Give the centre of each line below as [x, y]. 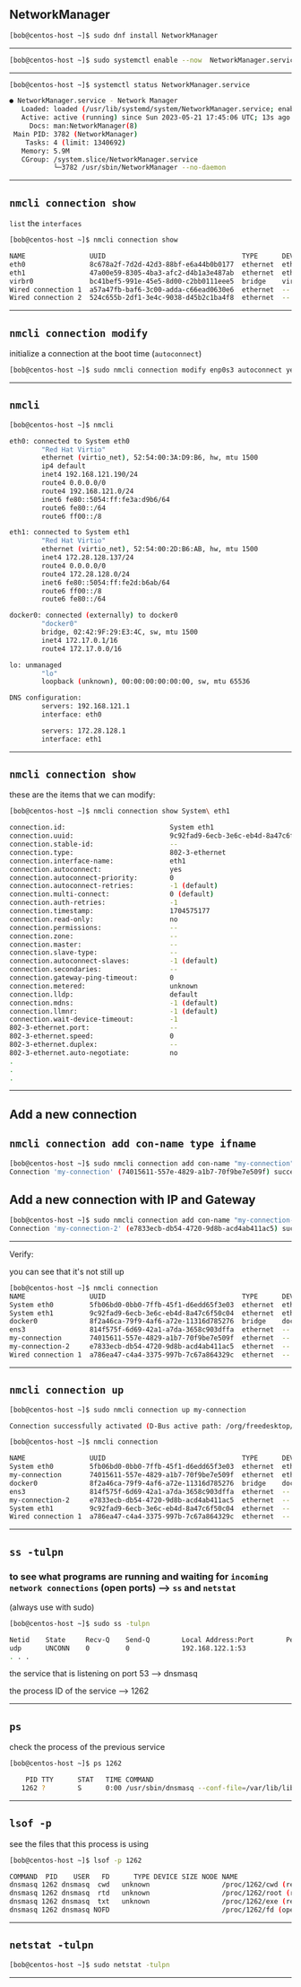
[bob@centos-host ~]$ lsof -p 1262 [76, 1860]
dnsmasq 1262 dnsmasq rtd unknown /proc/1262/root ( [150, 1894]
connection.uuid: [42, 836]
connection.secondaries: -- [94, 970]
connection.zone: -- [94, 936]
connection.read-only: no [94, 919]
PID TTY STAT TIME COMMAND [90, 1780]
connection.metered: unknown [104, 986]
